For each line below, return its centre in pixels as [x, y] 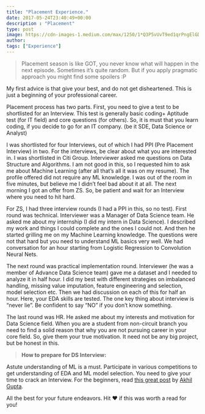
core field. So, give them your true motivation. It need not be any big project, [102, 336]
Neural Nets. [22, 254]
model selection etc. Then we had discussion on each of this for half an [96, 292]
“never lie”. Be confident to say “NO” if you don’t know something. [89, 305]
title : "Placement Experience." [47, 12]
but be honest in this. [33, 343]
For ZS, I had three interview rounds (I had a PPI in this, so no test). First [97, 208]
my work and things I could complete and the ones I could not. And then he [101, 228]
